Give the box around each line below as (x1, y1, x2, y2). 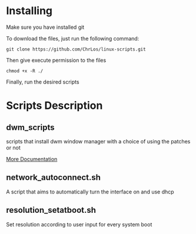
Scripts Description (6, 99, 103, 112)
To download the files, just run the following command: (6, 35, 139, 42)
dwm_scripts (6, 122, 55, 132)
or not (6, 144, 21, 151)
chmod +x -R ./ (6, 68, 44, 74)
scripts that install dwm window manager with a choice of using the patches (6, 138, 191, 145)
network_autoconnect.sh (6, 172, 101, 183)
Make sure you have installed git (6, 24, 85, 31)
